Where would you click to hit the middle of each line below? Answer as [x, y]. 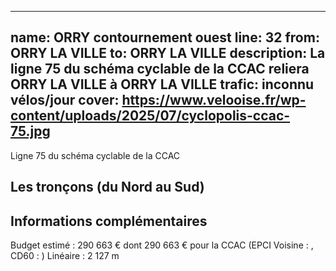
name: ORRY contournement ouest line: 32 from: [165, 37]
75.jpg [30, 131]
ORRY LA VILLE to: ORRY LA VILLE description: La [168, 53]
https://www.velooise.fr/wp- [214, 100]
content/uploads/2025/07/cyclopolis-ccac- [150, 116]
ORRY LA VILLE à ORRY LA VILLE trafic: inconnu [162, 84]
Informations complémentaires [109, 221]
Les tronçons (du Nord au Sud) [107, 187]
